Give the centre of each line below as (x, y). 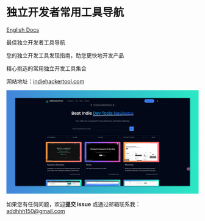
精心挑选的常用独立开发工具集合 (46, 68)
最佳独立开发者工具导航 (36, 42)
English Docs (23, 30)
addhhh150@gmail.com (36, 211)
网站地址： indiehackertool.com (45, 81)
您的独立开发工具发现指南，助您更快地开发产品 (65, 55)
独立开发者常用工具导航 (65, 13)
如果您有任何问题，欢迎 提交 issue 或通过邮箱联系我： (74, 205)
